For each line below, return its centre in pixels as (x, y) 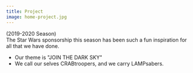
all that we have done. (33, 46)
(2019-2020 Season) (31, 33)
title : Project (25, 11)
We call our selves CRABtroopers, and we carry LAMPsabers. (89, 63)
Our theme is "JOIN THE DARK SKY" (59, 57)
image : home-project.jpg (36, 17)
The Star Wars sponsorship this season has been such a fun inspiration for (96, 40)
